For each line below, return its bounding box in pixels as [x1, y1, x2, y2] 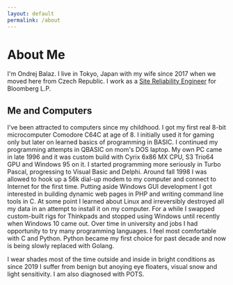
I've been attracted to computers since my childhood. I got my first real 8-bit [7, 123, 226, 132]
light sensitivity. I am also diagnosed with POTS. [7, 270, 145, 279]
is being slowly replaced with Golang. [7, 242, 115, 250]
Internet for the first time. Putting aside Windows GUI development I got [7, 183, 212, 191]
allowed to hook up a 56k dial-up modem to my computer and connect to [7, 175, 217, 183]
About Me [7, 47, 65, 63]
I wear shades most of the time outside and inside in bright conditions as [7, 255, 216, 263]
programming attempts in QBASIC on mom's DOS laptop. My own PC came [7, 146, 223, 154]
